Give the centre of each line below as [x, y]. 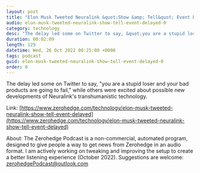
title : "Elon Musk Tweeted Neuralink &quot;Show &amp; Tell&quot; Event [98, 17]
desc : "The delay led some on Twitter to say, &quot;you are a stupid [96, 34]
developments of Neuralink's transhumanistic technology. [77, 96]
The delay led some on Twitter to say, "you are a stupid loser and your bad [98, 84]
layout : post [22, 12]
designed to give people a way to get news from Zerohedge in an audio [94, 145]
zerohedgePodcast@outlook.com [47, 163]
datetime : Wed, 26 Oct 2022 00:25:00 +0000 [61, 51]
